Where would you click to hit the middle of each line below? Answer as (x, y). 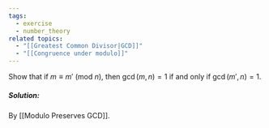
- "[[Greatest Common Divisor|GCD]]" (79, 46)
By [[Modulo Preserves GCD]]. (60, 115)
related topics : (36, 38)
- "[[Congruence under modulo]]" (72, 53)
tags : (17, 16)
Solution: (24, 95)
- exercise (34, 23)
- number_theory (43, 31)
